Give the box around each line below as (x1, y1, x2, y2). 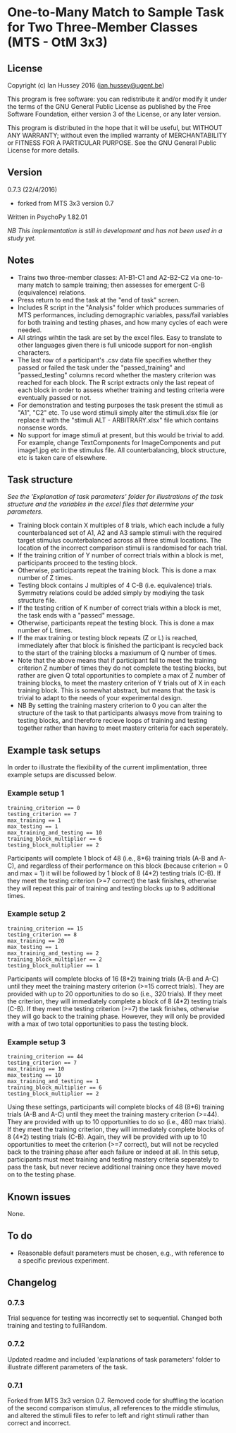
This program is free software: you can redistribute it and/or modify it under (7, 95, 227, 103)
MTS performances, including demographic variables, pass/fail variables (17, 310, 229, 319)
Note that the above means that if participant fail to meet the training (17, 656, 217, 665)
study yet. (7, 234, 37, 242)
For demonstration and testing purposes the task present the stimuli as (17, 401, 223, 409)
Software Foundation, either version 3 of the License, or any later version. (7, 110, 221, 118)
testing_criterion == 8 (7, 931, 77, 938)
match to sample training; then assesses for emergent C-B (35, 281, 206, 289)
